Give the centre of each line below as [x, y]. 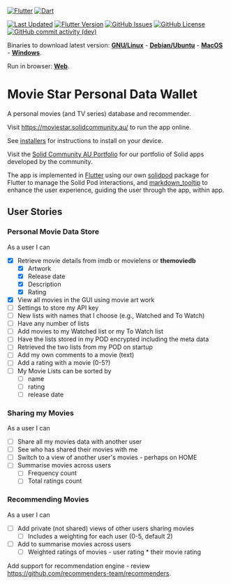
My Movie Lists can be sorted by [64, 370]
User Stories [35, 212]
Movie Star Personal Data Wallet [102, 95]
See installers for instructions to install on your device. [85, 140]
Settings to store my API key [58, 308]
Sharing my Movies [41, 413]
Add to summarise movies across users [74, 544]
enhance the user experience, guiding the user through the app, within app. [116, 190]
